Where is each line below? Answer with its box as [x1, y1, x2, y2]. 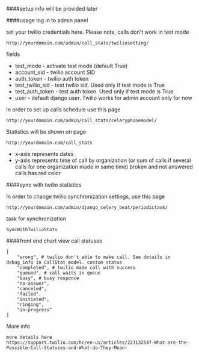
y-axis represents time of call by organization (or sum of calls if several [14, 157, 191, 164]
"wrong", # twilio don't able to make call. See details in [17, 254, 171, 260]
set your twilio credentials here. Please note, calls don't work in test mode [6, 28, 189, 36]
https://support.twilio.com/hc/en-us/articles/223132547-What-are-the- [6, 340, 189, 346]
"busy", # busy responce [17, 275, 79, 281]
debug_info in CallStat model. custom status [6, 259, 122, 265]
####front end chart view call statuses [6, 237, 102, 244]
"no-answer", [17, 281, 50, 287]
